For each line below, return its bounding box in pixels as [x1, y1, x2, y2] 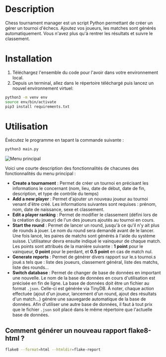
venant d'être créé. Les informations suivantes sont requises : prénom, [12, 201, 157, 207]
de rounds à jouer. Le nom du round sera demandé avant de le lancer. [12, 228, 155, 234]
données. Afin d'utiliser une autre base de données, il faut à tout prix [12, 301, 153, 307]
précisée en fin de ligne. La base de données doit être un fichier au [12, 280, 150, 286]
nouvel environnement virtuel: [12, 85, 73, 91]
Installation [5, 53, 53, 64]
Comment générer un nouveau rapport [5, 326, 127, 335]
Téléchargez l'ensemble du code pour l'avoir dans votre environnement [12, 69, 159, 75]
